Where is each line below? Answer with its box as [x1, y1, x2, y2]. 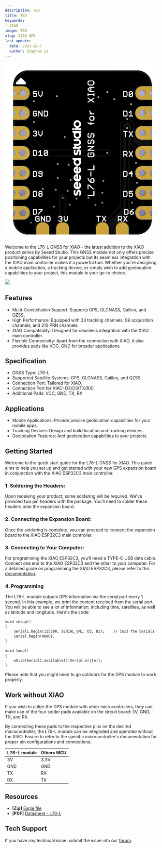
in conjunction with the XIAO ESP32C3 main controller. [5, 470, 114, 476]
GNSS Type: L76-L [12, 370, 50, 376]
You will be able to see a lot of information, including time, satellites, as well [5, 604, 156, 610]
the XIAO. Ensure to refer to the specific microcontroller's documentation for [5, 734, 157, 740]
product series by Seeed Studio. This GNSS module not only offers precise [5, 249, 154, 255]
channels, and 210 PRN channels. [12, 322, 79, 328]
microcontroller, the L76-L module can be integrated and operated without [5, 729, 153, 734]
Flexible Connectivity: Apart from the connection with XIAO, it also [12, 338, 144, 343]
